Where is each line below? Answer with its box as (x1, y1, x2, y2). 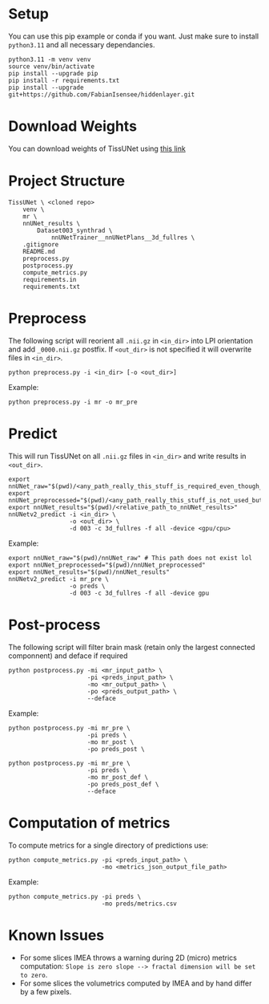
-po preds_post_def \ (86, 780, 159, 788)
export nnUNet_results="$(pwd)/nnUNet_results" (8, 567, 171, 576)
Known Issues (8, 926, 105, 944)
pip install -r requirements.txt (8, 76, 120, 84)
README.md (22, 247, 56, 255)
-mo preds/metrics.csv (101, 900, 178, 908)
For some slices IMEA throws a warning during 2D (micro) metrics (19, 953, 238, 962)
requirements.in (22, 275, 78, 283)
